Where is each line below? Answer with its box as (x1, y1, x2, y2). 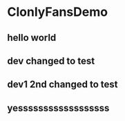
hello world (7, 32, 57, 44)
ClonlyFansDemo (7, 4, 108, 20)
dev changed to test (7, 55, 95, 66)
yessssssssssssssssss (7, 102, 110, 114)
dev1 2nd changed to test (7, 79, 118, 91)
